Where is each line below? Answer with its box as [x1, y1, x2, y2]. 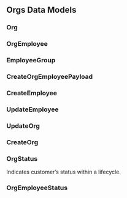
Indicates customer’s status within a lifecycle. [6, 168, 121, 176]
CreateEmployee [6, 89, 57, 97]
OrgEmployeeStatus [6, 183, 68, 192]
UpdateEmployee [6, 105, 60, 114]
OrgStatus [6, 154, 38, 163]
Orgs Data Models [6, 5, 77, 15]
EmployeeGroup [6, 56, 56, 65]
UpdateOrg [6, 122, 40, 130]
